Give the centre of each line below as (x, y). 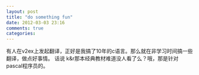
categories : (21, 34)
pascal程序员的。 (27, 66)
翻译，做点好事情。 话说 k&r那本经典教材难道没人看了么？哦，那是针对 (92, 58)
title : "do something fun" (40, 17)
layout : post (22, 12)
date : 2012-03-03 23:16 (36, 22)
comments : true (25, 28)
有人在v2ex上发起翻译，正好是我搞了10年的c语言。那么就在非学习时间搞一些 (99, 51)
